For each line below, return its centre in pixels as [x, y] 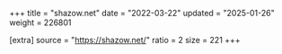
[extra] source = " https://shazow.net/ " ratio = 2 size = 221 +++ [125, 40]
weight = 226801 [40, 22]
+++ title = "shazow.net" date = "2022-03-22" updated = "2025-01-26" [142, 13]
